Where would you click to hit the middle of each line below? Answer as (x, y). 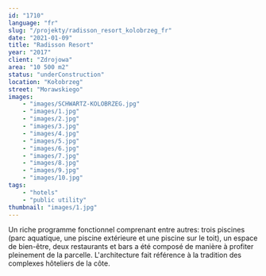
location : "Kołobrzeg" (46, 82)
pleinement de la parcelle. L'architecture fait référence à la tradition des (125, 255)
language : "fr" (33, 23)
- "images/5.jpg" (51, 141)
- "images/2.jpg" (51, 119)
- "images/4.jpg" (51, 133)
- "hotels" (40, 192)
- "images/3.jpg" (51, 126)
